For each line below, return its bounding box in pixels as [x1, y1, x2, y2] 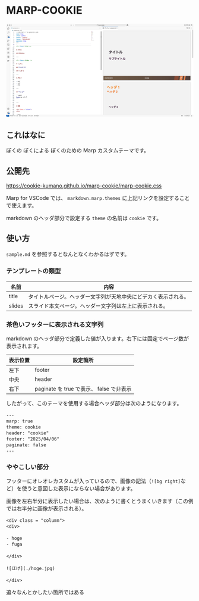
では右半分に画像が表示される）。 [6, 505, 87, 512]
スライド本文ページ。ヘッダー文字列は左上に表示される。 [28, 302, 169, 309]
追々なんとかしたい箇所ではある [6, 589, 84, 596]
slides [8, 302, 24, 309]
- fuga [6, 541, 23, 547]
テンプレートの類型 [6, 267, 61, 275]
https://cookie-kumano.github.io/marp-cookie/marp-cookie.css [6, 182, 162, 189]
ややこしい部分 [6, 462, 49, 471]
